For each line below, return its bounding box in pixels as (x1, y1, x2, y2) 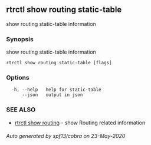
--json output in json (21, 92, 83, 98)
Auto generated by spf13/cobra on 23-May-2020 (6, 133, 126, 140)
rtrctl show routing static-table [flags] (6, 60, 112, 66)
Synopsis (6, 35, 34, 43)
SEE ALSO (6, 106, 36, 114)
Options (6, 74, 29, 82)
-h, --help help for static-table (11, 87, 101, 93)
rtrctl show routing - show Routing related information (14, 119, 146, 126)
